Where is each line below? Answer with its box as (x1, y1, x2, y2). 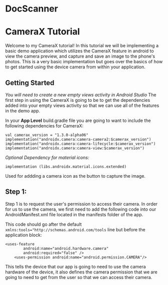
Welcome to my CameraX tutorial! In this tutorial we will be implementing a (5, 43, 159, 49)
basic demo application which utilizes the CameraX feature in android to (5, 48, 154, 54)
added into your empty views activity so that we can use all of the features (5, 102, 159, 108)
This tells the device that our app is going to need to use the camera (5, 263, 146, 269)
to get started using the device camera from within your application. (5, 64, 145, 70)
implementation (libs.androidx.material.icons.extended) (5, 164, 127, 169)
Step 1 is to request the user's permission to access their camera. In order (5, 201, 158, 207)
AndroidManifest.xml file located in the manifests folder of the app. (5, 211, 143, 217)
